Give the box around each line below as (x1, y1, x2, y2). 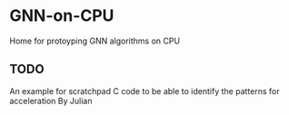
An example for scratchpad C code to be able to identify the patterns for (9, 85, 280, 96)
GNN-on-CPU (9, 5, 115, 26)
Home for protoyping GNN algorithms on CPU (9, 35, 180, 46)
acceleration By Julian (9, 95, 93, 106)
